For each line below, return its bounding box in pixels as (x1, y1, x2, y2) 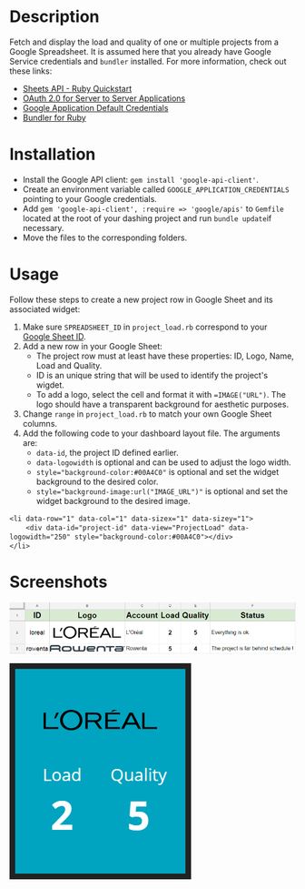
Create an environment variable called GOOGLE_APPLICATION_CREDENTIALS (22, 184, 290, 195)
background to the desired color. (35, 476, 159, 487)
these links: (9, 66, 53, 76)
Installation (9, 144, 96, 165)
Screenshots (9, 571, 108, 592)
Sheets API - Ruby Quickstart (22, 83, 133, 94)
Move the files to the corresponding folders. (22, 232, 188, 243)
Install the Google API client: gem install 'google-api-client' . (22, 174, 259, 185)
